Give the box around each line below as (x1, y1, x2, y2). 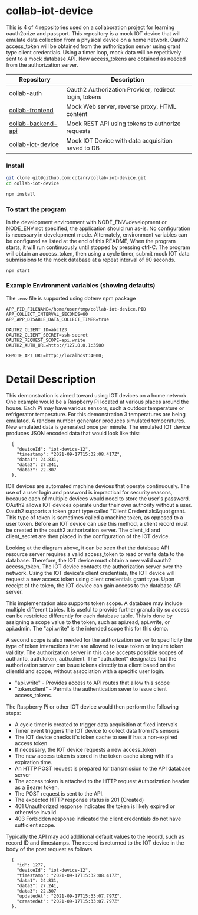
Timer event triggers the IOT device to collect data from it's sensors (14, 728, 180, 735)
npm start (6, 268, 31, 274)
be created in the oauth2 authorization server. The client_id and (6, 526, 160, 534)
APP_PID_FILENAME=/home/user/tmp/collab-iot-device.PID (6, 306, 146, 312)
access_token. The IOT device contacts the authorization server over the (6, 563, 183, 570)
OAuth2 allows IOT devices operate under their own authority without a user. (6, 502, 192, 509)
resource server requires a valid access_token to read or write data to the (6, 551, 184, 558)
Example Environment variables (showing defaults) (6, 282, 156, 290)
